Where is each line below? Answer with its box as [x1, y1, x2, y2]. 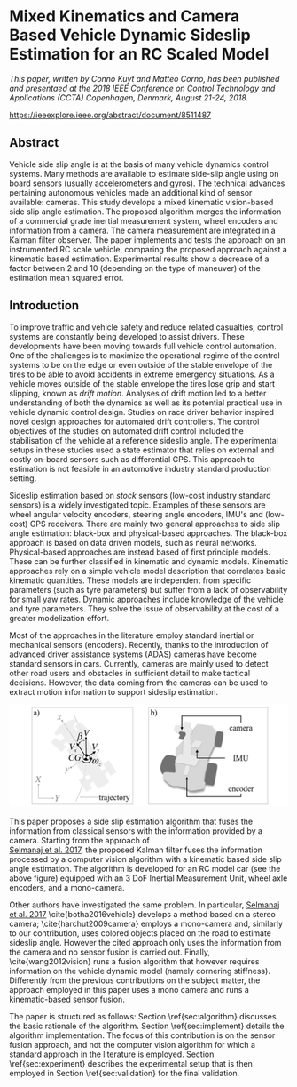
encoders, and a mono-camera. [9, 883, 125, 893]
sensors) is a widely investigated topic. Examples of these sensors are [9, 500, 266, 510]
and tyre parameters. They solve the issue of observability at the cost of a [9, 603, 279, 614]
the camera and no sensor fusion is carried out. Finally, [9, 947, 211, 957]
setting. [9, 473, 37, 484]
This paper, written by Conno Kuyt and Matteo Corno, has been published [9, 73, 280, 84]
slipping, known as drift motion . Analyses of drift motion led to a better [9, 388, 267, 398]
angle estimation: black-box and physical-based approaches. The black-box [9, 527, 288, 539]
